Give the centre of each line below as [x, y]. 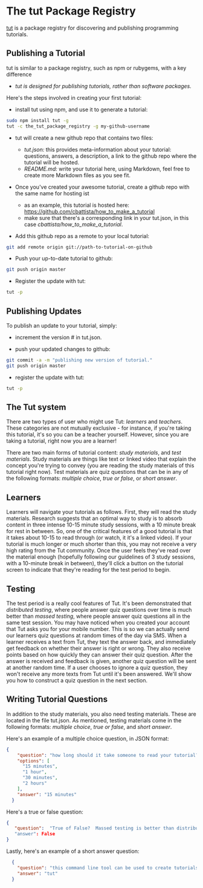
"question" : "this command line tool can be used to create [94, 868]
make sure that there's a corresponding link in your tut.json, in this [106, 218]
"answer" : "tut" [38, 873]
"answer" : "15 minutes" [47, 794]
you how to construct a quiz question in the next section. [77, 680]
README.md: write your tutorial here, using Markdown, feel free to [107, 169]
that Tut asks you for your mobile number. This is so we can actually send [98, 629]
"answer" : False [35, 834]
